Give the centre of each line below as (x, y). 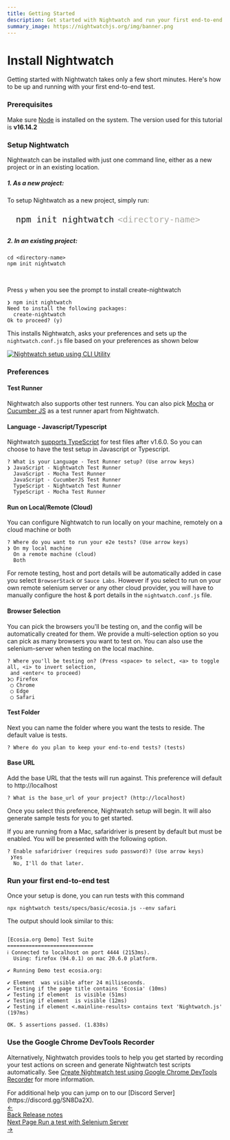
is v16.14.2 (22, 127)
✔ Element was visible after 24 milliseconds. (77, 983)
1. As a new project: (36, 183)
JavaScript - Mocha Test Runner (60, 474)
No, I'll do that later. (49, 863)
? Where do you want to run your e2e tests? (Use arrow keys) (98, 542)
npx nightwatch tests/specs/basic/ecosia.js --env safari (92, 909)
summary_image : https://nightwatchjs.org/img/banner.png (90, 26)
